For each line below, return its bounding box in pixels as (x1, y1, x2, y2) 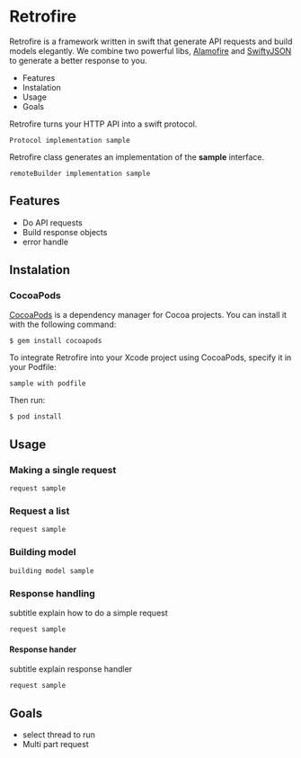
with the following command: (9, 319, 117, 330)
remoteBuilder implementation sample (9, 169, 151, 178)
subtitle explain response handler (9, 664, 133, 674)
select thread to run (22, 729, 96, 740)
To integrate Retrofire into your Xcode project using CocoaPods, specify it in (9, 352, 292, 363)
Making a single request (9, 463, 117, 476)
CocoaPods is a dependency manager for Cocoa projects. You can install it (9, 310, 288, 321)
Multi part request (22, 739, 89, 750)
